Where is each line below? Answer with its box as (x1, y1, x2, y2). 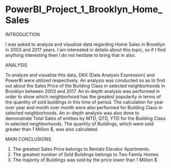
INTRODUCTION (5, 31, 40, 37)
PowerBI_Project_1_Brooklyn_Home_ (5, 4, 162, 15)
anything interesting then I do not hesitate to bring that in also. (5, 52, 136, 58)
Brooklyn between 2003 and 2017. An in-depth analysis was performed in (5, 88, 160, 94)
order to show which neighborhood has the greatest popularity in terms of (5, 93, 161, 100)
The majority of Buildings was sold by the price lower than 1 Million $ (12, 157, 157, 163)
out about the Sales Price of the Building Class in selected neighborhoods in (5, 83, 165, 89)
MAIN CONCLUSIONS (5, 136, 52, 142)
